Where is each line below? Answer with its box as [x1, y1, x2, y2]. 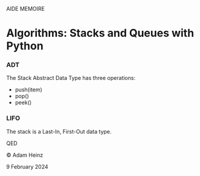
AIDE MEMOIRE [6, 5, 45, 12]
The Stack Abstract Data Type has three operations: [6, 74, 136, 82]
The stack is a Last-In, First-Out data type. [6, 128, 112, 135]
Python [6, 39, 44, 53]
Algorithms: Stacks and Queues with [6, 27, 195, 40]
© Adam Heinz [6, 151, 44, 158]
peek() [15, 99, 32, 106]
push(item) [15, 86, 42, 93]
